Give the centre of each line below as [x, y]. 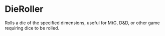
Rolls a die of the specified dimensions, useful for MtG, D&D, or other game [82, 23]
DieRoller [24, 9]
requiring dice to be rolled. [32, 28]
